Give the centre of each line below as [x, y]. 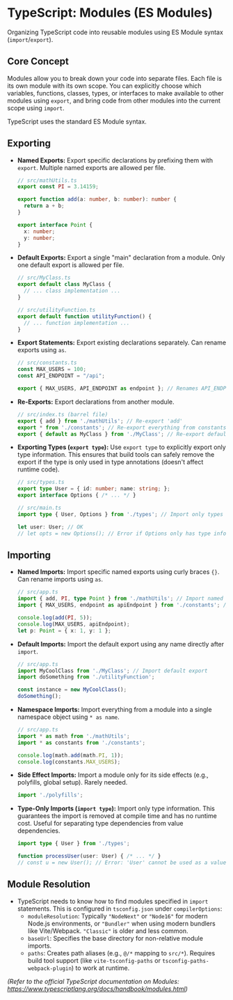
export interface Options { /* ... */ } [77, 495]
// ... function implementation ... [77, 323]
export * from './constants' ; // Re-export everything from [106, 427]
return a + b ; [44, 206]
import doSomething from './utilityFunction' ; [86, 677]
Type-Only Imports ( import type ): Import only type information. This [116, 809]
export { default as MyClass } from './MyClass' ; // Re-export [111, 434]
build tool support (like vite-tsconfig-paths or [94, 960]
